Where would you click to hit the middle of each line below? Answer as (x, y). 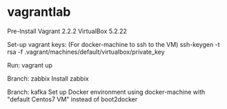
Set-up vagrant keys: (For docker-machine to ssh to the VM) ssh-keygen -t (113, 44)
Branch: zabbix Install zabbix (48, 78)
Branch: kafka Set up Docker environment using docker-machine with (106, 92)
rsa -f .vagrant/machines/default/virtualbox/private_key (86, 52)
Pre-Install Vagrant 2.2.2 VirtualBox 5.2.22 (67, 31)
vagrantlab (39, 12)
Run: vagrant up (30, 65)
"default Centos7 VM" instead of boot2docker (72, 99)
